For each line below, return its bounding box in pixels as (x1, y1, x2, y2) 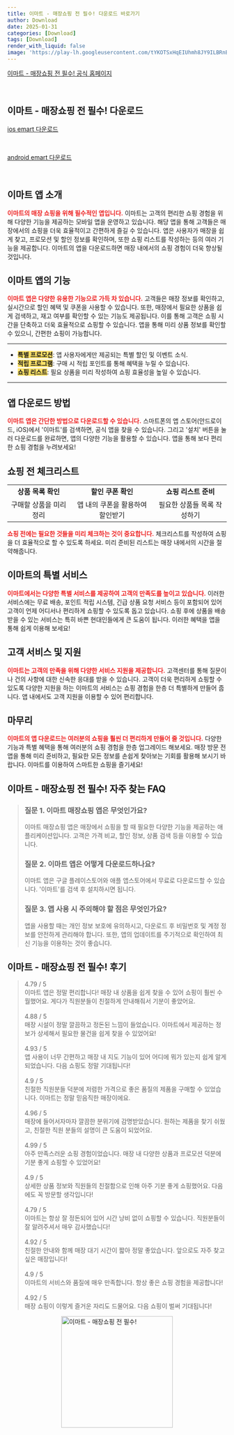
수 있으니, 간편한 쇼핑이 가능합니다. (7, 329, 102, 338)
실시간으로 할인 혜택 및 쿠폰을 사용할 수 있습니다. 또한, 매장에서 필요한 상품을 (7, 303, 215, 312)
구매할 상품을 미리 (10, 500, 67, 509)
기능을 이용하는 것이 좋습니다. (31, 939, 112, 947)
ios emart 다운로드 (7, 125, 58, 133)
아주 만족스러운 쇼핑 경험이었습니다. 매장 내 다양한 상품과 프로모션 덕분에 (24, 1149, 221, 1158)
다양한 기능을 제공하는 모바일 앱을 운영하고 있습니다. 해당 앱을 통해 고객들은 (14, 217, 219, 226)
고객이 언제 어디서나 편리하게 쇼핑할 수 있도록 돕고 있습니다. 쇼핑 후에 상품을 (7, 606, 214, 615)
